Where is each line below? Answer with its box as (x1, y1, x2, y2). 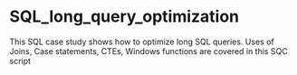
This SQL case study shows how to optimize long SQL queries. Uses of (9, 36, 274, 47)
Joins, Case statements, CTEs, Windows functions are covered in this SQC (9, 45, 288, 56)
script (9, 55, 32, 66)
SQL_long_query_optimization (9, 6, 240, 27)
